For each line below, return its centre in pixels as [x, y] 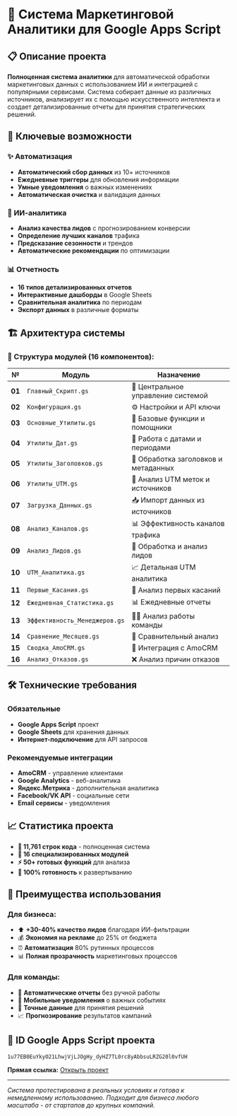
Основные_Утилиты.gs [62, 422]
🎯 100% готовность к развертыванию [75, 872]
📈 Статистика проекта [61, 826]
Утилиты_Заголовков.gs [65, 463]
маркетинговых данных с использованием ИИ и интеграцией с [103, 84]
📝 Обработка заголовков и [177, 459]
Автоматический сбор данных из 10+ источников [94, 172]
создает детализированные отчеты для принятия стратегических [107, 107]
